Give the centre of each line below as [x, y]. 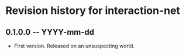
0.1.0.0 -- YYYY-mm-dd [50, 32]
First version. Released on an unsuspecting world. [74, 46]
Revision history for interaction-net [93, 11]
